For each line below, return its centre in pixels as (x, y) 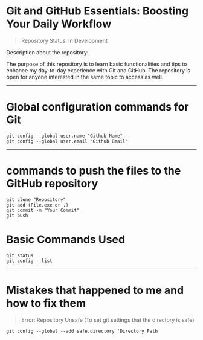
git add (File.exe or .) (37, 205)
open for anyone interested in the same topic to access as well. (85, 77)
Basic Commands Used (66, 239)
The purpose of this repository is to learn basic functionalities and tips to (97, 64)
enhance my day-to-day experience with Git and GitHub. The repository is (98, 70)
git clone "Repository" (36, 200)
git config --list (29, 261)
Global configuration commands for (98, 107)
